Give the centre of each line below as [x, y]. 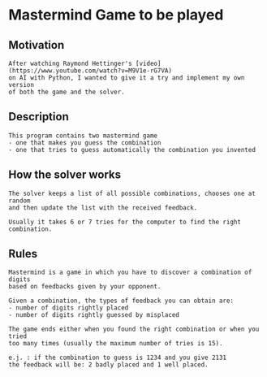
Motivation [37, 45]
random [19, 201]
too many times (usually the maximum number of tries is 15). [116, 344]
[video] [148, 63]
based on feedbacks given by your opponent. [85, 287]
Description [39, 117]
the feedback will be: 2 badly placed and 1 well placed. [108, 365]
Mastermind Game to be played [116, 15]
